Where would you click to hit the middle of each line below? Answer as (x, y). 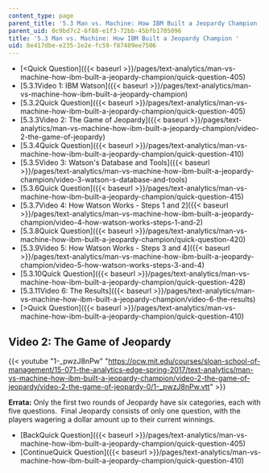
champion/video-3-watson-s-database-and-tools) (103, 180)
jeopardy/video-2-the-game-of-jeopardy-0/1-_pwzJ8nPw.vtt (109, 386)
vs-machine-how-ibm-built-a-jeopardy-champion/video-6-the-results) (138, 299)
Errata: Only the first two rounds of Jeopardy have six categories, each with (135, 402)
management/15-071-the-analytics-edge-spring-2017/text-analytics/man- (131, 369)
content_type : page (41, 16)
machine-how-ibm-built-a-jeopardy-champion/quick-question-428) (132, 282)
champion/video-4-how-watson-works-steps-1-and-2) (112, 223)
